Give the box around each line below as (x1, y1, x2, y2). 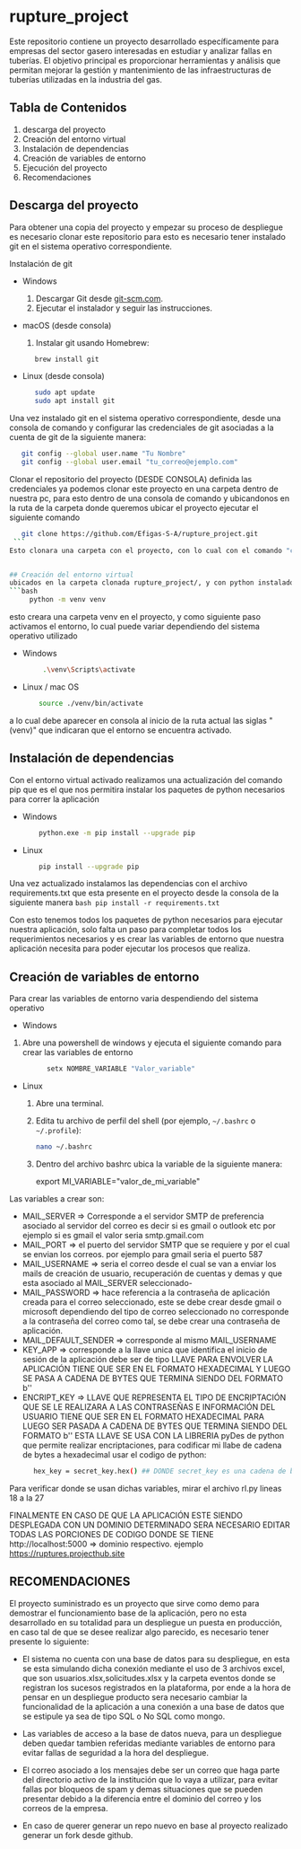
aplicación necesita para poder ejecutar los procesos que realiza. (9, 943, 251, 954)
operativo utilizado (9, 630, 78, 641)
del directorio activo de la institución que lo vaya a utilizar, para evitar (21, 1774, 279, 1784)
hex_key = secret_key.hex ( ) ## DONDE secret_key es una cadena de (32, 1466, 287, 1475)
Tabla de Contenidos (9, 101, 127, 116)
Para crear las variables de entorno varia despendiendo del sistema (9, 993, 259, 1004)
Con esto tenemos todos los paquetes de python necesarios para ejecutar (9, 914, 284, 926)
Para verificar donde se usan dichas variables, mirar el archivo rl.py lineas (9, 1483, 282, 1493)
